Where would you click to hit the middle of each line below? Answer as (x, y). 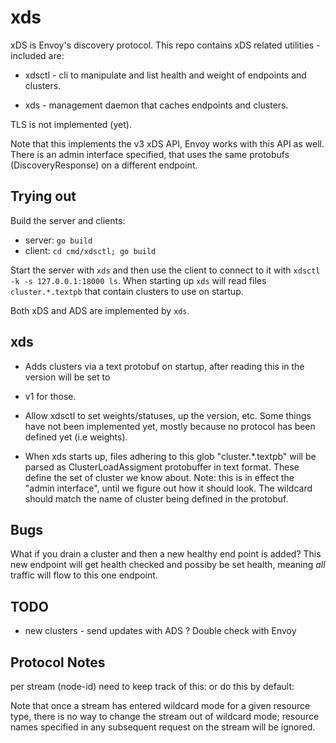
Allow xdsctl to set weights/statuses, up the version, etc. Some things (168, 415)
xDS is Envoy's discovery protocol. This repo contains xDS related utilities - (165, 45)
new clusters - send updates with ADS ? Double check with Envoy (160, 631)
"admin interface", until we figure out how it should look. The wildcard (168, 488)
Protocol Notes (58, 662)
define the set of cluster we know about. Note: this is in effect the (159, 477)
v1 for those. (50, 396)
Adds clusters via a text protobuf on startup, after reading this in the (164, 366)
